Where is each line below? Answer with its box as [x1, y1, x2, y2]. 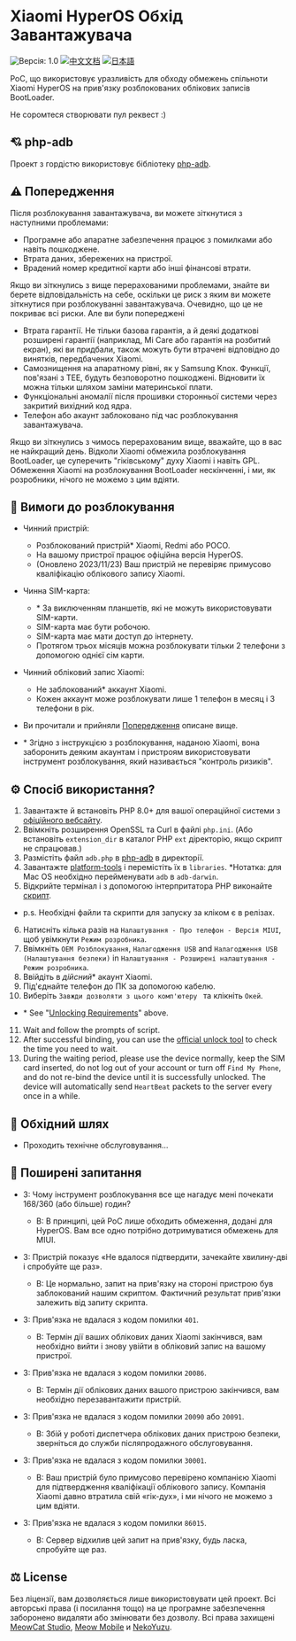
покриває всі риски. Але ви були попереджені [10, 307, 185, 318]
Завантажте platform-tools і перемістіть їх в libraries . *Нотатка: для [22, 862, 282, 873]
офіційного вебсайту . [22, 815, 102, 826]
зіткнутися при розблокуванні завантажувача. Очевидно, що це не [10, 299, 263, 309]
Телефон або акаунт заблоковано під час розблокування [22, 409, 239, 420]
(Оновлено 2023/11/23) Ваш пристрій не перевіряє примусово [35, 559, 272, 570]
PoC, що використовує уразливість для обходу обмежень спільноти [10, 73, 269, 83]
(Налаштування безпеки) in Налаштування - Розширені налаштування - [22, 953, 277, 963]
